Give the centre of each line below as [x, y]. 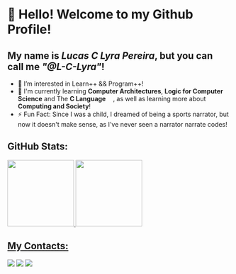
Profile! [29, 29]
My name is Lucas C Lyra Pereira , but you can [110, 56]
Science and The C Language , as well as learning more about [112, 99]
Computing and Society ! [54, 106]
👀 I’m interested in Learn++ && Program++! [80, 84]
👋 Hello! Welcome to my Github [100, 15]
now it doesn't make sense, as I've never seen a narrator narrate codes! [123, 124]
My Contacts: [38, 246]
